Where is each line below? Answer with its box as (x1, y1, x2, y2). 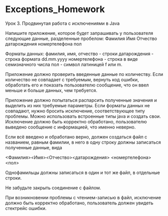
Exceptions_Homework (5, 4, 105, 15)
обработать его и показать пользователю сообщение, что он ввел (5, 82, 149, 88)
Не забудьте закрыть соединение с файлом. (5, 185, 101, 191)
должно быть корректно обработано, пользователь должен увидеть (5, 200, 153, 206)
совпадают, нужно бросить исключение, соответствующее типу (5, 108, 145, 114)
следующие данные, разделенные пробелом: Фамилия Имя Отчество (5, 35, 157, 41)
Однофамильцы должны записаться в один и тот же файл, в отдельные (5, 169, 160, 176)
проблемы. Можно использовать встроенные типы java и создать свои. (5, 113, 161, 119)
